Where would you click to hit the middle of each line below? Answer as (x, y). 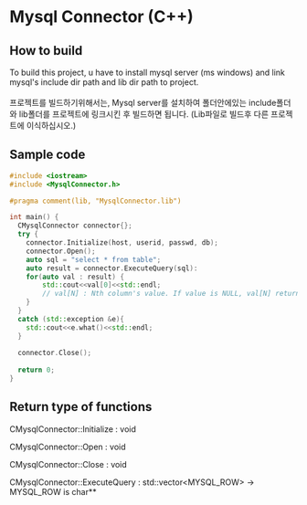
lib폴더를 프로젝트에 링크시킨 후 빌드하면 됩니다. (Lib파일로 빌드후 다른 (144, 114)
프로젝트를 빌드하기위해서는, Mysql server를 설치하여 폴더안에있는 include (143, 103)
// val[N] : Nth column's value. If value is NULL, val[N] (157, 294)
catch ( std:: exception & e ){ (71, 319)
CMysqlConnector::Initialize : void (73, 429)
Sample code (48, 155)
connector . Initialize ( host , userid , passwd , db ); (122, 243)
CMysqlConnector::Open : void (68, 447)
